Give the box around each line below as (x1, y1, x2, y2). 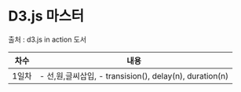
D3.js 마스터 (8, 7, 85, 25)
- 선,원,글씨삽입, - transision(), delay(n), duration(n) (38, 70, 229, 81)
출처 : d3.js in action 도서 (8, 35, 87, 44)
